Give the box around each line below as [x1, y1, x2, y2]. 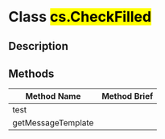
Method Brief [101, 91, 154, 102]
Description [8, 39, 68, 53]
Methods [8, 67, 55, 80]
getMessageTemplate [12, 117, 94, 129]
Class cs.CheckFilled [8, 8, 151, 26]
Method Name [25, 91, 81, 102]
